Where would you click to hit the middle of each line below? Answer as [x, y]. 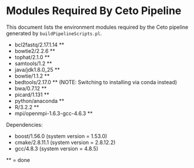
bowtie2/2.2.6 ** [35, 51]
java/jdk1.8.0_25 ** [37, 69]
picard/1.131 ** [32, 95]
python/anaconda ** [39, 100]
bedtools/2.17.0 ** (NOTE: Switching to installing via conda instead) [96, 82]
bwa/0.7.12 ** [31, 88]
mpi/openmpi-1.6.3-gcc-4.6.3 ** [53, 113]
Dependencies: [24, 125]
